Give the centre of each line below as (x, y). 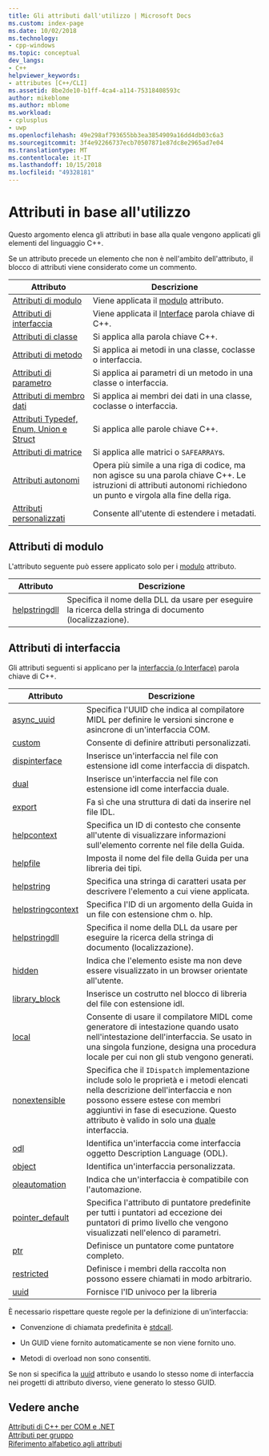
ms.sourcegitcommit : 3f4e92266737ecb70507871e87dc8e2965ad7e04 (116, 143)
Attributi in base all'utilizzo (99, 212)
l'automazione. (114, 1189)
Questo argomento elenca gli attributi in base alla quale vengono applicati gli (134, 235)
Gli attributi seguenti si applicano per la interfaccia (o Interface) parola (124, 667)
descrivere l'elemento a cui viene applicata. (168, 891)
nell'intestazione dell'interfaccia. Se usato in (169, 1037)
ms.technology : (34, 38)
